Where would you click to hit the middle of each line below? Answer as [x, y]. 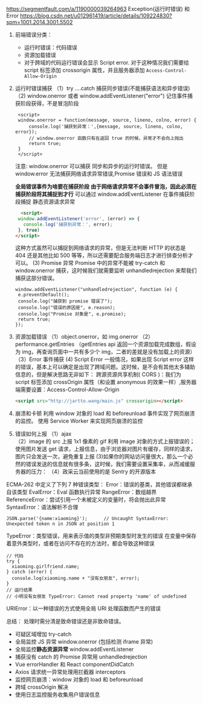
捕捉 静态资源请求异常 [48, 202]
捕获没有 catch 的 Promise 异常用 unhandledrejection [81, 657]
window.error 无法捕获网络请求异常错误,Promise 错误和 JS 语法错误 [99, 174]
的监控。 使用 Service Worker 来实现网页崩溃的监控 [79, 421]
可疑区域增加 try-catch [43, 634]
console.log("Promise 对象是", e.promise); [72, 314]
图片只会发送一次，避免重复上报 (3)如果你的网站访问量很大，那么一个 [101, 457]
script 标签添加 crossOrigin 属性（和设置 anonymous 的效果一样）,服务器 [106, 382]
